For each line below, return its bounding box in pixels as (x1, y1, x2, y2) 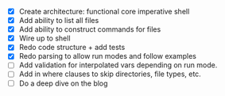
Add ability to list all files (18, 16, 99, 25)
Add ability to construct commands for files (18, 25, 161, 34)
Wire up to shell (18, 33, 71, 43)
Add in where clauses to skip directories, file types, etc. (18, 69, 202, 79)
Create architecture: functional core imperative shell (18, 7, 190, 16)
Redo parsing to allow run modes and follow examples (18, 52, 196, 61)
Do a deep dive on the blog (18, 79, 108, 88)
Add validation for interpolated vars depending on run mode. (18, 60, 218, 70)
